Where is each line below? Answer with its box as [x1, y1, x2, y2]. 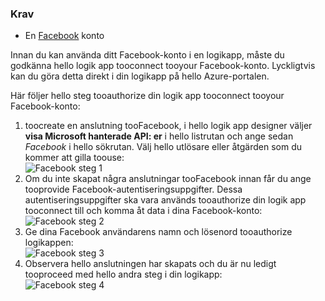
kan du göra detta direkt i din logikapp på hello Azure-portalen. [10, 70, 270, 82]
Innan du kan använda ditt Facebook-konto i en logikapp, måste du [10, 49, 285, 61]
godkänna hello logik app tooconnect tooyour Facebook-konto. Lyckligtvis [10, 60, 316, 72]
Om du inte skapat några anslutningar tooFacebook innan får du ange [24, 173, 312, 185]
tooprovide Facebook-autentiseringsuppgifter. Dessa [24, 183, 243, 196]
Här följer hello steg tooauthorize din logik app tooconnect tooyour [10, 90, 285, 102]
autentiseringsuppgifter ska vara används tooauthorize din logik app [24, 194, 307, 206]
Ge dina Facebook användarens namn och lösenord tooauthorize [24, 226, 293, 238]
